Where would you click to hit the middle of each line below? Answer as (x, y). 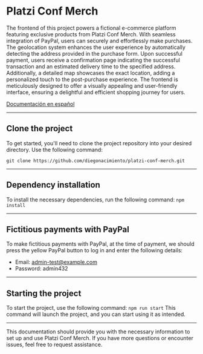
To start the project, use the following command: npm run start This (91, 308)
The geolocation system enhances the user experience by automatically (96, 47)
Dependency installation (53, 185)
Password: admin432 (41, 269)
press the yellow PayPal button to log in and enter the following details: (95, 251)
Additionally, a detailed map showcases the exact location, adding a (91, 73)
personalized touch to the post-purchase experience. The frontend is (92, 79)
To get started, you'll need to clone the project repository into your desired (99, 143)
